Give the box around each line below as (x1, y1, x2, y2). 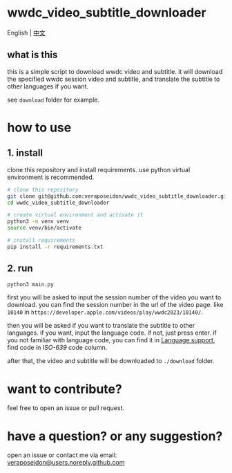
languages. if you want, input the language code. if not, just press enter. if (7, 328, 217, 337)
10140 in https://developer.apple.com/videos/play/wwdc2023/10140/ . (7, 308, 204, 316)
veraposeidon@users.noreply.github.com (7, 458, 125, 467)
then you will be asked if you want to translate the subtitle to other (7, 322, 195, 330)
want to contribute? (7, 381, 122, 397)
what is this (7, 49, 58, 61)
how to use (7, 120, 72, 136)
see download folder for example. (7, 95, 100, 104)
